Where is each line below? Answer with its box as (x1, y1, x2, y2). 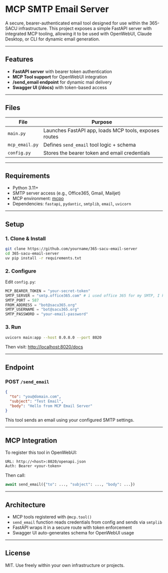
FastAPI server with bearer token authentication (12, 68, 112, 74)
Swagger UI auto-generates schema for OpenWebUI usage (12, 529, 134, 535)
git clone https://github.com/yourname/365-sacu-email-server (5, 246, 137, 251)
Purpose (91, 118, 112, 125)
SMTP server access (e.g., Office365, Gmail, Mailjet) (12, 190, 121, 196)
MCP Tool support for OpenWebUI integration (12, 73, 107, 79)
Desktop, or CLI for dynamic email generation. (5, 36, 100, 42)
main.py (7, 130, 26, 136)
